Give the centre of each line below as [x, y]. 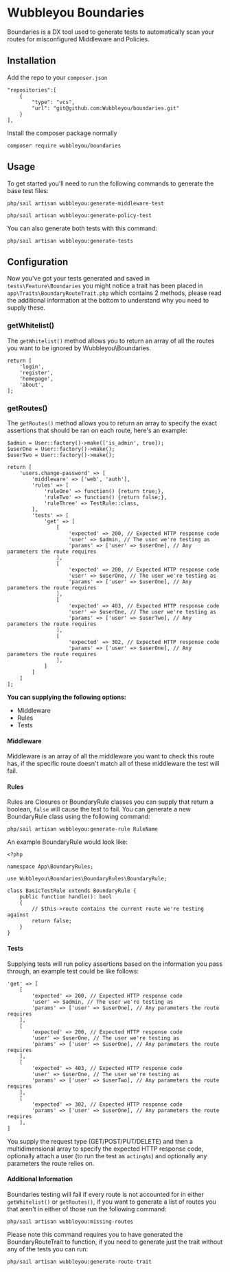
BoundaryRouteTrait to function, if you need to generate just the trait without [115, 1242]
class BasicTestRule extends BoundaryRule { [72, 891]
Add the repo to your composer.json [57, 77]
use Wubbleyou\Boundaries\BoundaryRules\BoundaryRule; [87, 879]
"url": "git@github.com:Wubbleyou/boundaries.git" [106, 108]
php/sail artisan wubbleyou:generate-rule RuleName [82, 829]
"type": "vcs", [54, 102]
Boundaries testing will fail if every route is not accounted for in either [106, 1194]
